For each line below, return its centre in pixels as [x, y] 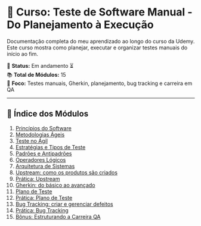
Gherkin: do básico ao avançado [55, 185]
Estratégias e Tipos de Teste [50, 147]
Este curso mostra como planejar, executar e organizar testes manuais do [97, 48]
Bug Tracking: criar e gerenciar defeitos [64, 204]
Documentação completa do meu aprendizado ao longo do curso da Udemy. [101, 41]
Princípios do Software [44, 128]
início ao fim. [22, 54]
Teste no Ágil [32, 141]
